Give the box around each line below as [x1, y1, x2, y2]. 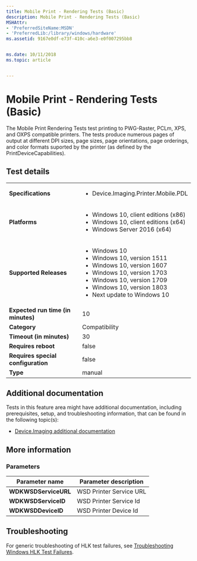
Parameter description [79, 478, 144, 485]
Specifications [9, 189, 51, 197]
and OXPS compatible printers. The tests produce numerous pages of [6, 130, 175, 138]
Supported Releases [9, 268, 67, 277]
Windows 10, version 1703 [91, 268, 168, 277]
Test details [6, 167, 50, 177]
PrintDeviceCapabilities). [6, 149, 66, 156]
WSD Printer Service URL [77, 488, 147, 495]
